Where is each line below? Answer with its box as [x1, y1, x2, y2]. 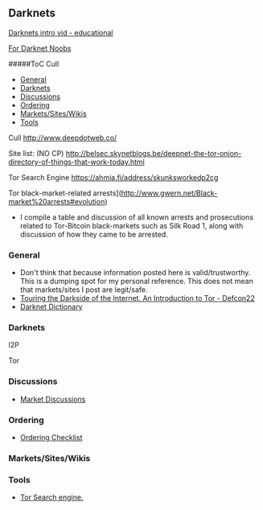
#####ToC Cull [8, 59, 60, 68]
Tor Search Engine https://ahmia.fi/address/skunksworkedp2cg [8, 172, 219, 182]
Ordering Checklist [19, 433, 83, 442]
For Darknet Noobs [8, 43, 72, 53]
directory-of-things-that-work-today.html [8, 157, 145, 167]
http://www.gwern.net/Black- [121, 188, 218, 198]
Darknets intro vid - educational [8, 27, 113, 37]
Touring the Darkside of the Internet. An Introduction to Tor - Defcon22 [19, 294, 255, 303]
